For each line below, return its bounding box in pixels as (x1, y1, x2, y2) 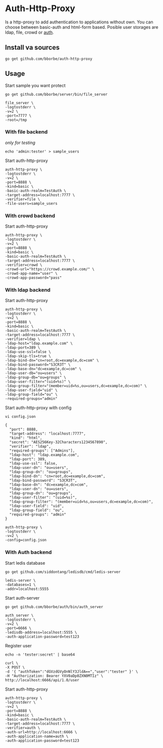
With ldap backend (5, 286, 51, 293)
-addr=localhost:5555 (5, 587, 49, 591)
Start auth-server (5, 595, 40, 601)
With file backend (5, 128, 48, 135)
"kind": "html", (9, 436, 42, 441)
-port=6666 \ (5, 625, 32, 630)
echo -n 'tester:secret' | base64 (5, 652, 75, 657)
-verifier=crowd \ (5, 263, 42, 267)
